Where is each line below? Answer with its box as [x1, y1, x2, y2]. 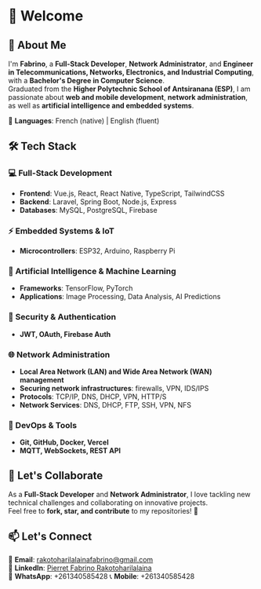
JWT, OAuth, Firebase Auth [19, 329, 111, 338]
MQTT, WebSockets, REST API [19, 446, 121, 455]
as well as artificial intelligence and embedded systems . [8, 101, 194, 110]
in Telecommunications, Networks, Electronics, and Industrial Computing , [8, 68, 255, 77]
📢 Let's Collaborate [8, 469, 103, 482]
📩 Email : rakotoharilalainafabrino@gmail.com [8, 554, 154, 564]
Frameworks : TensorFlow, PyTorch [19, 284, 133, 293]
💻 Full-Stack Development [8, 168, 112, 179]
